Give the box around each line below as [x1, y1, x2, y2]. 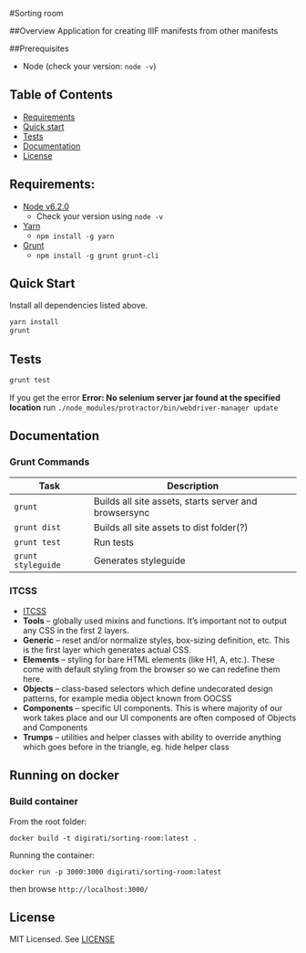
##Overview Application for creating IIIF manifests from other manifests [9, 26, 279, 36]
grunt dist [14, 522, 61, 532]
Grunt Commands [9, 456, 90, 468]
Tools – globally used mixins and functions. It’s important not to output [22, 615, 287, 626]
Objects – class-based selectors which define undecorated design [22, 683, 273, 694]
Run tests [94, 536, 134, 549]
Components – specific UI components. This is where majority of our [22, 702, 283, 713]
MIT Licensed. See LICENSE [9, 934, 116, 945]
